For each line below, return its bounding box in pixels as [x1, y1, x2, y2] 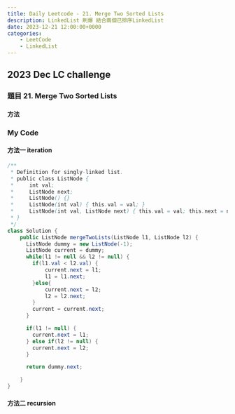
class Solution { [7, 227, 58, 234]
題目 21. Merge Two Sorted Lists [7, 91, 117, 101]
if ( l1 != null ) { [25, 325, 77, 332]
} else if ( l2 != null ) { [25, 338, 99, 345]
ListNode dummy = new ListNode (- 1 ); [25, 240, 133, 248]
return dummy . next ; [25, 363, 83, 370]
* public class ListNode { [10, 175, 90, 182]
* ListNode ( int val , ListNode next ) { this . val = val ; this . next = [10, 208, 224, 215]
